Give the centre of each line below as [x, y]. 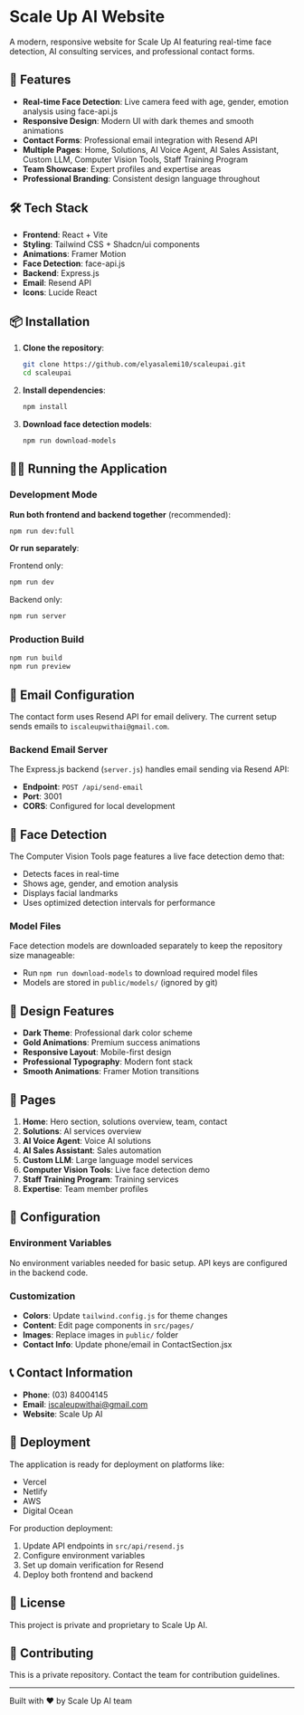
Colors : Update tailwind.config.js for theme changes [125, 1316]
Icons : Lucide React [60, 292]
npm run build [36, 658]
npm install [45, 407]
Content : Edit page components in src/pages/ [108, 1325]
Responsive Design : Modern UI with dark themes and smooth [138, 120]
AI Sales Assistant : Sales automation [92, 1150]
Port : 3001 [42, 796]
